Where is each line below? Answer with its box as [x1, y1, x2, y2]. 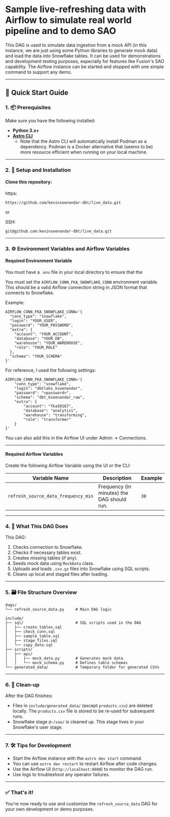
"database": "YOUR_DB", [14, 336, 65, 341]
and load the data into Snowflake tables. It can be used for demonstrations [5, 52, 161, 59]
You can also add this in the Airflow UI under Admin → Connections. [5, 434, 147, 441]
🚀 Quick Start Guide [5, 88, 68, 97]
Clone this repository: [5, 179, 52, 185]
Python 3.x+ [12, 127, 39, 133]
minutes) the [98, 489, 129, 496]
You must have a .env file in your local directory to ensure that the [5, 269, 143, 275]
